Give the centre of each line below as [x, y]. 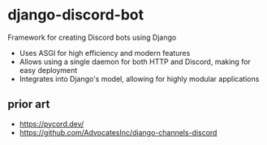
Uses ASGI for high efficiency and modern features [105, 53]
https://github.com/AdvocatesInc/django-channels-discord [118, 132]
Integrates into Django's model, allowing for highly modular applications [139, 79]
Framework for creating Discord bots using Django [92, 37]
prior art [29, 104]
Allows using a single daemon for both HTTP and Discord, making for [135, 62]
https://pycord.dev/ [52, 124]
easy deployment [48, 70]
